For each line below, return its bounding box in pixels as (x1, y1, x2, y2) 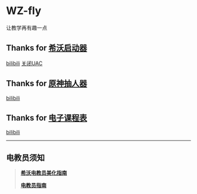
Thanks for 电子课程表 (6, 113, 87, 122)
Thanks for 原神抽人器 (6, 79, 87, 89)
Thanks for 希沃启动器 (6, 43, 87, 53)
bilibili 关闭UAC (6, 60, 43, 67)
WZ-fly (6, 4, 42, 18)
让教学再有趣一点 (6, 24, 47, 31)
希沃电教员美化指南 (20, 169, 67, 176)
